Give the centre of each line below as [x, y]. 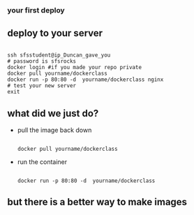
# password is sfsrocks [42, 61]
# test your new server [42, 86]
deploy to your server [55, 33]
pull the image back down [54, 130]
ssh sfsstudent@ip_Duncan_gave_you [59, 55]
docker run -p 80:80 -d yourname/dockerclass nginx [85, 80]
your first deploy [36, 10]
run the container [42, 162]
